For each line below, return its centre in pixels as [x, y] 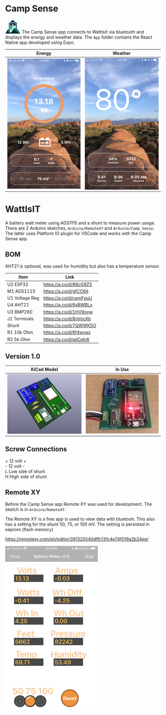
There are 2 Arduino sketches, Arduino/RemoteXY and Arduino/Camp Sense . [80, 228]
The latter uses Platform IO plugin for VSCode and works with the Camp [78, 233]
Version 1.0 [23, 356]
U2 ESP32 [18, 284]
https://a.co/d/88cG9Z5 [68, 284]
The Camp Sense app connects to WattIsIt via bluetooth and [83, 32]
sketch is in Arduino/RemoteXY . [36, 509]
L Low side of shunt [25, 471]
